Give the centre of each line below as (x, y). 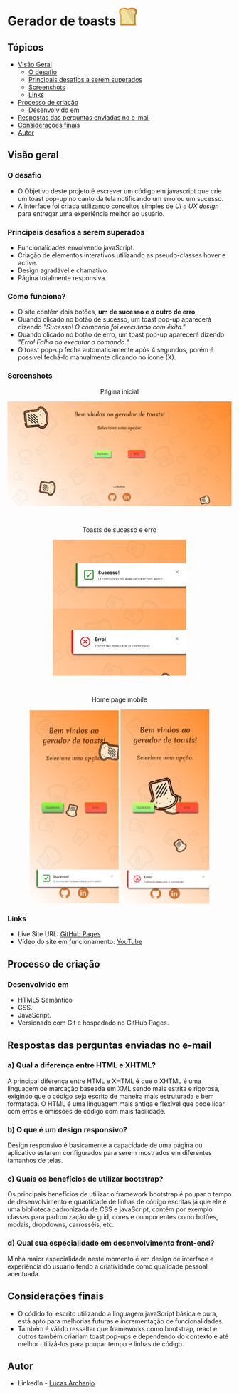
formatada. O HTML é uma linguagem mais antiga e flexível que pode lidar (116, 1103)
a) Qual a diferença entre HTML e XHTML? (82, 1065)
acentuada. (24, 1273)
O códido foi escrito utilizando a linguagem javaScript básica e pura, (118, 1313)
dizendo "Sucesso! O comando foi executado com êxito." (102, 327)
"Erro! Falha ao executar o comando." (73, 342)
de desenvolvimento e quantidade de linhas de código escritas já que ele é (117, 1202)
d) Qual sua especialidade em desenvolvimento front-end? (111, 1243)
